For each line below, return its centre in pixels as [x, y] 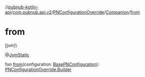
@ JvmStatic [17, 55]
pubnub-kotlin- [23, 7]
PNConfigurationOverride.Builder [38, 69]
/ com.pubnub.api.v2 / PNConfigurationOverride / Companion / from [75, 12]
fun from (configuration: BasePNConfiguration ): [52, 64]
